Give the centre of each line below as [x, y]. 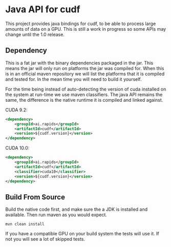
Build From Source [35, 197]
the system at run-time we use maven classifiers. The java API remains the [84, 94]
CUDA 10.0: [17, 148]
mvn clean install [25, 224]
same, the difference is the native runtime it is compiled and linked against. [84, 100]
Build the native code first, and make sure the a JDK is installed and [77, 209]
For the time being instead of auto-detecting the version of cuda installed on [86, 89]
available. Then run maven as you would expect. [56, 215]
